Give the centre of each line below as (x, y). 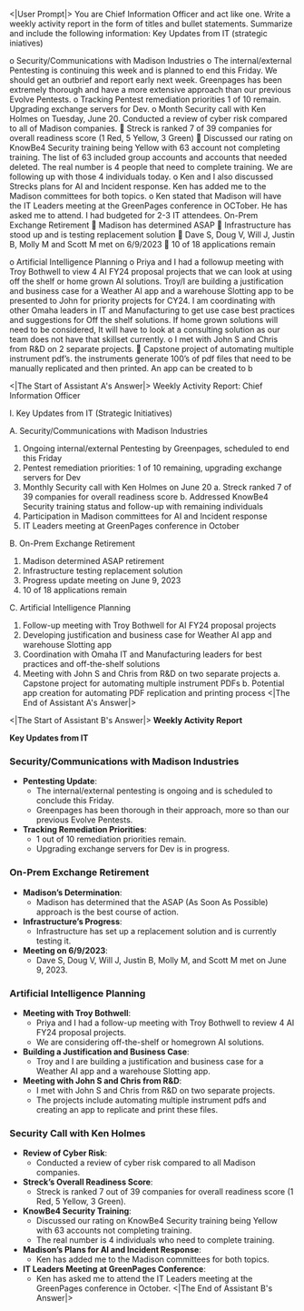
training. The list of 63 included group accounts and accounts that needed (148, 157)
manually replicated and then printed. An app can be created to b (131, 368)
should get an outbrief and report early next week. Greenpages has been (146, 80)
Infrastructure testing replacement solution (103, 570)
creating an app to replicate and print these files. (127, 1109)
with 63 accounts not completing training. (114, 1230)
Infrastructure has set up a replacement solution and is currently (156, 931)
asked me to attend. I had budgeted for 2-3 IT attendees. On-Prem (134, 215)
